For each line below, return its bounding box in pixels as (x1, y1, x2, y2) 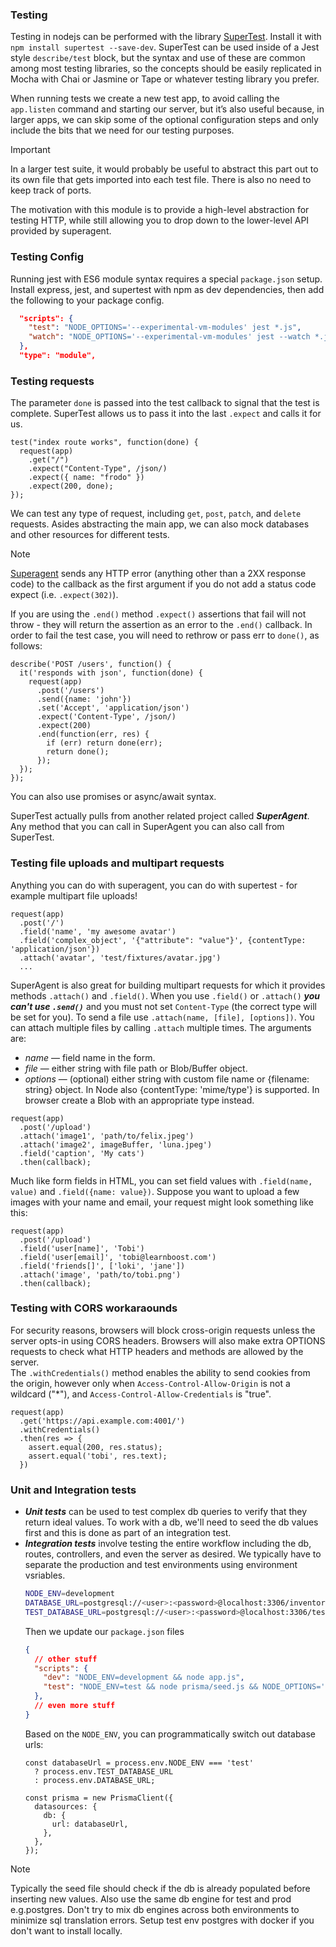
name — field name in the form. (24, 1051, 156, 1063)
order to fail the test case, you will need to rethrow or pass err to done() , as (10, 629, 320, 642)
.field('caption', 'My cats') (19, 1148, 145, 1158)
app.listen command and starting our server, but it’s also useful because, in (10, 103, 325, 115)
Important (10, 144, 51, 156)
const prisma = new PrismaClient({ (24, 1793, 174, 1803)
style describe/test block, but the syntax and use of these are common (10, 52, 306, 64)
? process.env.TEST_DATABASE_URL (34, 1766, 174, 1777)
